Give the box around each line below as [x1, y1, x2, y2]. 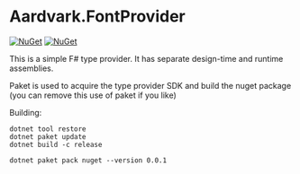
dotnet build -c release [9, 140, 103, 149]
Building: [9, 107, 42, 117]
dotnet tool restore [9, 124, 87, 134]
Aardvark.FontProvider [9, 6, 186, 27]
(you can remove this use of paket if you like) [9, 90, 177, 100]
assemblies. [9, 63, 54, 74]
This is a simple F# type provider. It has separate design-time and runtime [9, 53, 284, 64]
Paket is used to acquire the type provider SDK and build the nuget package [9, 80, 292, 91]
